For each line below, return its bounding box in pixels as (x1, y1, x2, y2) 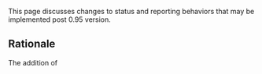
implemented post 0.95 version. (8, 15, 112, 24)
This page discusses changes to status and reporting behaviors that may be (8, 7, 255, 16)
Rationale (8, 37, 56, 51)
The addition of (8, 58, 57, 67)
